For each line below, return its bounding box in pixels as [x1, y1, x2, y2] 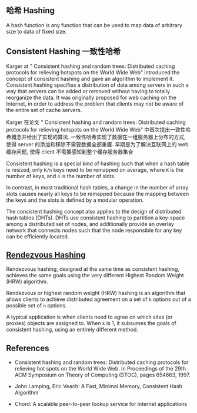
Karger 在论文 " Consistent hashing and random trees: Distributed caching [6, 119, 186, 126]
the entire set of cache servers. [6, 106, 82, 113]
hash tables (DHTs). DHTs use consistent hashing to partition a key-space [6, 214, 185, 221]
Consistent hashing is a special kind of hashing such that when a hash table [6, 160, 190, 167]
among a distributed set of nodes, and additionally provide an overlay [6, 220, 175, 227]
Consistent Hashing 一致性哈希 [6, 47, 121, 57]
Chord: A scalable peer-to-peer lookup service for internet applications [14, 401, 187, 408]
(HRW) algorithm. [6, 278, 48, 285]
